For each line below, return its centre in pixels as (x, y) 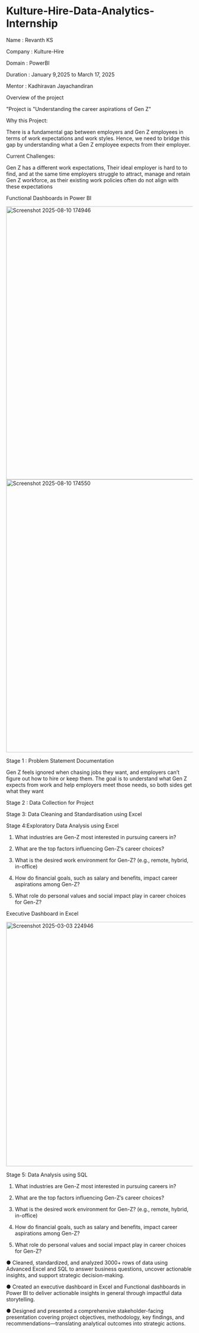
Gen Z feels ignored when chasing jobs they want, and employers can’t (93, 772)
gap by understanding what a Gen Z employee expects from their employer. (98, 144)
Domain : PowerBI (28, 63)
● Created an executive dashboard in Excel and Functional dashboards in (96, 1287)
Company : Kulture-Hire (35, 51)
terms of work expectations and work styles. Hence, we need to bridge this (98, 138)
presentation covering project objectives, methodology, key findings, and (95, 1317)
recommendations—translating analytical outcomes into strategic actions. (96, 1323)
